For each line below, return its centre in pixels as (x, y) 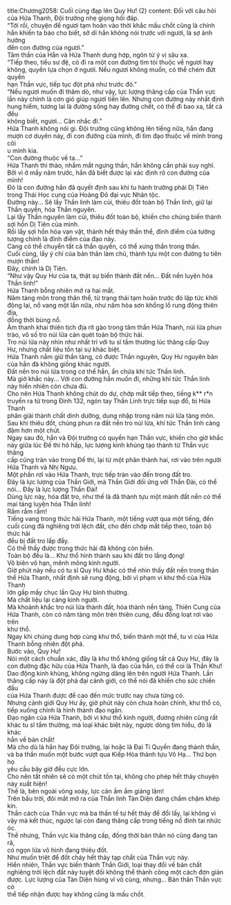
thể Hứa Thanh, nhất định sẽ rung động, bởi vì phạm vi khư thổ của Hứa (109, 578)
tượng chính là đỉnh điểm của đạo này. (62, 239)
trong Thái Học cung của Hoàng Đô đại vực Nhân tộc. (84, 195)
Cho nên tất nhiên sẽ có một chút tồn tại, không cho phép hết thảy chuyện (113, 776)
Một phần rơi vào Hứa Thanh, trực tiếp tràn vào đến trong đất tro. (100, 474)
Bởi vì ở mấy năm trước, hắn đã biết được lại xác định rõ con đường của (109, 173)
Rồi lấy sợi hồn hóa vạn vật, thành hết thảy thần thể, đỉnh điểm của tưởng (111, 231)
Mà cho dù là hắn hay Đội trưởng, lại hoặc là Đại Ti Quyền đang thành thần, (114, 747)
